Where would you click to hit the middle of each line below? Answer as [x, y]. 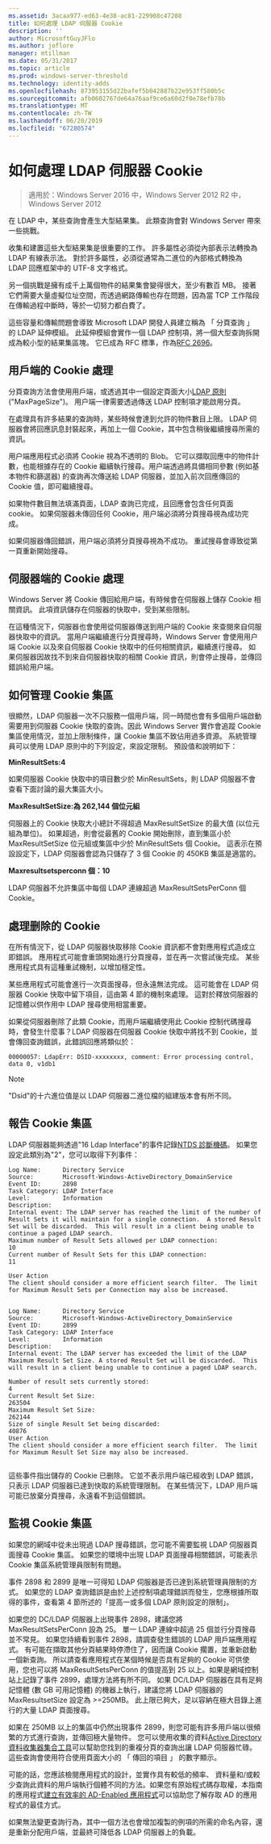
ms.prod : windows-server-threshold [68, 76]
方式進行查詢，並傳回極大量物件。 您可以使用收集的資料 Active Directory [142, 1737]
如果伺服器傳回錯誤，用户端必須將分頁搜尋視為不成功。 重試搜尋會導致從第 [133, 541]
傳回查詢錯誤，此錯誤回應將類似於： [75, 1041]
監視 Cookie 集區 [50, 1523]
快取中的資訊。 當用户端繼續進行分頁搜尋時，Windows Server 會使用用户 [136, 637]
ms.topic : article [39, 69]
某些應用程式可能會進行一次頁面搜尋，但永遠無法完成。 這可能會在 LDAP [129, 984]
